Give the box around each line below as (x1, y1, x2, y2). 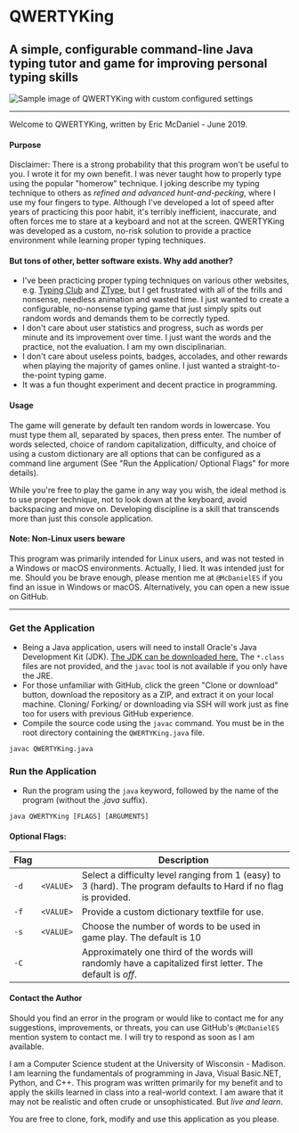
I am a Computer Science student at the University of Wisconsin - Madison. (9, 1058, 287, 1069)
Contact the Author (9, 993, 83, 1004)
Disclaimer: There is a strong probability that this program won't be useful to (9, 159, 289, 170)
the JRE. (21, 671, 53, 682)
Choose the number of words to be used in (81, 920, 261, 932)
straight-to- (238, 360, 280, 371)
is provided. (81, 890, 131, 903)
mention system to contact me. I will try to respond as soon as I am (9, 1031, 255, 1042)
